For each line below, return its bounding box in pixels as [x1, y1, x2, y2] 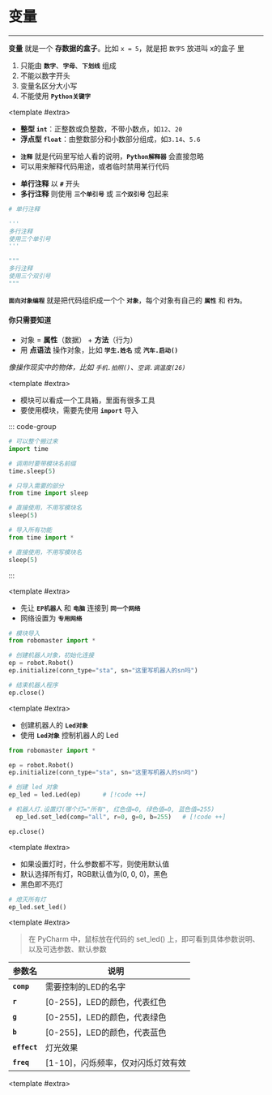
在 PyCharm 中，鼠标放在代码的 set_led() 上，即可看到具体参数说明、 [28, 934, 260, 944]
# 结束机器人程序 [8, 681, 58, 689]
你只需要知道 [8, 316, 51, 325]
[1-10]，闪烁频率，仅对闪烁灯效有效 [45, 1058, 187, 1069]
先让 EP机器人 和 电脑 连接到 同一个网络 [19, 603, 141, 612]
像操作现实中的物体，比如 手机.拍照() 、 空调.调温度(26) [8, 363, 186, 372]
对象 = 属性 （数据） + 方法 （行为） [19, 335, 138, 345]
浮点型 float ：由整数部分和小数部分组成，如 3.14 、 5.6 [19, 134, 201, 144]
